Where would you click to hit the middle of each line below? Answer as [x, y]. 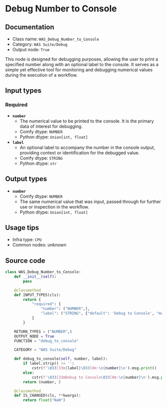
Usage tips [22, 228]
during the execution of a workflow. [42, 75]
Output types [26, 179]
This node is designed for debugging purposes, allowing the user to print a [82, 59]
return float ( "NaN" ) [44, 400]
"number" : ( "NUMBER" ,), [65, 309]
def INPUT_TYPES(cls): [38, 295]
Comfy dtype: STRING [41, 158]
